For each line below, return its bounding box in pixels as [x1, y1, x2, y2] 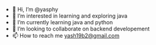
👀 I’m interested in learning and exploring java [12, 12, 128, 19]
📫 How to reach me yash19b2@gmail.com [12, 32, 120, 39]
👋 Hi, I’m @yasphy [12, 6, 59, 13]
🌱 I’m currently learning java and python [12, 19, 113, 26]
